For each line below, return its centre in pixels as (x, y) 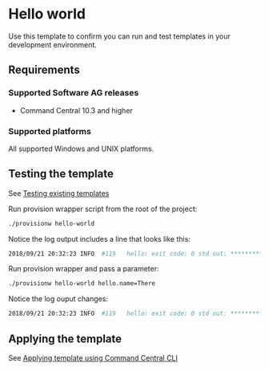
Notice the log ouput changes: (58, 299)
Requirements (44, 70)
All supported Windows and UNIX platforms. (81, 149)
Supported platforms (50, 131)
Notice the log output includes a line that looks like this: (99, 238)
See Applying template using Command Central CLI (93, 358)
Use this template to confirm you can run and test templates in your (119, 36)
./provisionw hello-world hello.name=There (82, 283)
